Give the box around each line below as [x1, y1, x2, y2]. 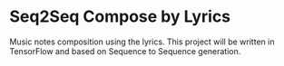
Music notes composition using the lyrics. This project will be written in [9, 36, 275, 47]
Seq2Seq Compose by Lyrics [9, 6, 231, 27]
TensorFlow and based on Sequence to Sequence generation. [9, 45, 241, 56]
